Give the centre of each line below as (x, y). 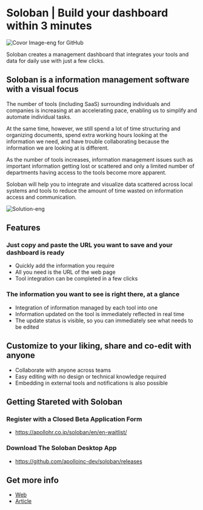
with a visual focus (42, 89)
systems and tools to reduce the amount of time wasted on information (95, 190)
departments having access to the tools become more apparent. (86, 172)
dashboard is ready (35, 253)
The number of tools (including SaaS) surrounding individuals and (88, 104)
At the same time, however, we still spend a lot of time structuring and (93, 128)
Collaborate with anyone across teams (63, 370)
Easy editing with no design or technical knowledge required (91, 376)
